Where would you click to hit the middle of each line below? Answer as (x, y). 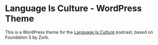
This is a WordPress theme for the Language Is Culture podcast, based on (79, 32)
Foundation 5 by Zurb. (27, 37)
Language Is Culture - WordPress (73, 8)
